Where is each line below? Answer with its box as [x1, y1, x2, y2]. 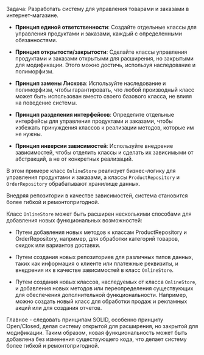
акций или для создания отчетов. [15, 304, 102, 311]
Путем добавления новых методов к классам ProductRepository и [15, 229, 188, 236]
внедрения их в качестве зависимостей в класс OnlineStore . [15, 266, 174, 274]
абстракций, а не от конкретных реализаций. [15, 155, 133, 163]
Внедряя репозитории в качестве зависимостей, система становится [6, 192, 188, 199]
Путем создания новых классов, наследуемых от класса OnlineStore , [15, 278, 197, 285]
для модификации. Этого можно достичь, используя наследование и [15, 61, 196, 68]
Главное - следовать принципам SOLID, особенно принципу [6, 316, 163, 323]
